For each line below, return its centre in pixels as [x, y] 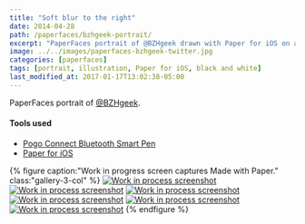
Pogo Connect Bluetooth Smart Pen [89, 143]
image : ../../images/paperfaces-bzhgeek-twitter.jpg [111, 52]
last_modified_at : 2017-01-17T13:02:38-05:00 [97, 77]
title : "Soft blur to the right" [73, 18]
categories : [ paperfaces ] [58, 60]
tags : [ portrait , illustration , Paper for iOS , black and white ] [135, 69]
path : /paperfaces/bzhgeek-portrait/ [81, 34]
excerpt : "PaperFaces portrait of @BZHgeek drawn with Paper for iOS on [150, 43]
